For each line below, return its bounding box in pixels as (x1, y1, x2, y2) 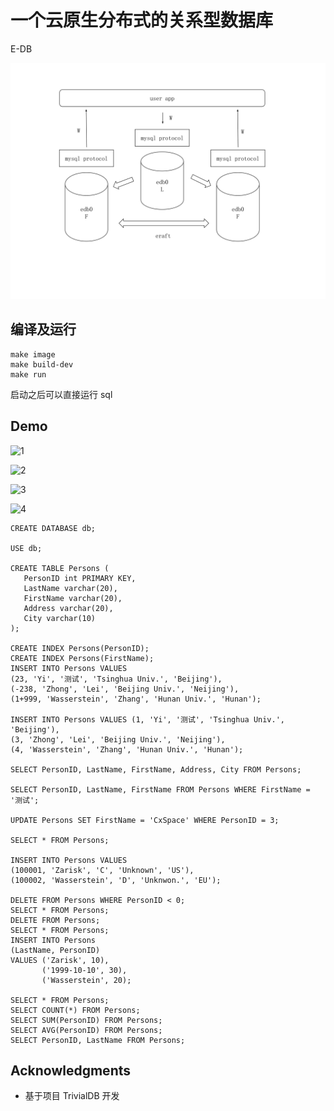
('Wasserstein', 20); (41, 975, 132, 985)
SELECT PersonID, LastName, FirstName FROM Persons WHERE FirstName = (10, 784, 311, 795)
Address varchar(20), (23, 603, 114, 613)
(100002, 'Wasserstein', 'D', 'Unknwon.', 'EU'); (10, 875, 222, 885)
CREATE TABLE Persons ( (10, 563, 110, 573)
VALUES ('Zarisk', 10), (10, 955, 110, 965)
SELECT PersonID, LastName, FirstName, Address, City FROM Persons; (10, 764, 302, 775)
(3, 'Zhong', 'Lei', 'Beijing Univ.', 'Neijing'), (10, 734, 226, 745)
